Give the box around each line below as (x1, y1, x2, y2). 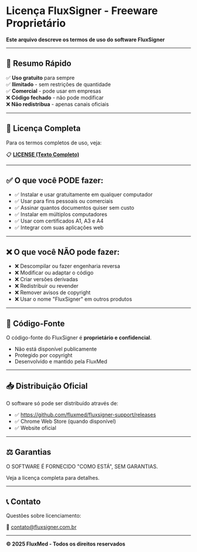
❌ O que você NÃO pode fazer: (6, 247, 120, 257)
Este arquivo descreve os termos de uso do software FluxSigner (6, 36, 165, 43)
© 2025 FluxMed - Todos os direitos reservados (6, 540, 125, 547)
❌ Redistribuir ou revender (14, 282, 79, 290)
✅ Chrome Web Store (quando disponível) (14, 418, 116, 425)
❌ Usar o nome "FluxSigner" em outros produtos (14, 295, 133, 303)
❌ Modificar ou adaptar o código (14, 269, 94, 277)
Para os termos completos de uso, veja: (6, 139, 102, 146)
